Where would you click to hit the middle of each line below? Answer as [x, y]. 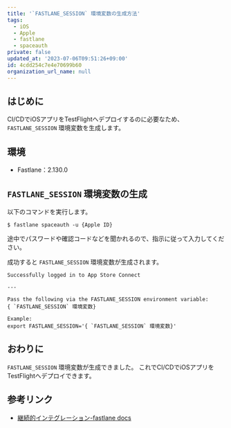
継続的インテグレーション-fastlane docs [74, 418]
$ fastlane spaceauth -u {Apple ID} [60, 225]
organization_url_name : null [49, 71]
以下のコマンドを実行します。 [49, 211]
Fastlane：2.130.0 [42, 170]
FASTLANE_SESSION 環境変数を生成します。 [66, 128]
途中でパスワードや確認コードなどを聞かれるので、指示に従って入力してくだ [116, 238]
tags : [15, 20]
